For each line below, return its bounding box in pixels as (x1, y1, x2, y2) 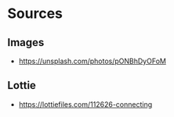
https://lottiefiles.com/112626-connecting (18, 99, 153, 109)
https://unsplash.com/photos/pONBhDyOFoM (18, 56, 166, 66)
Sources (7, 5, 63, 23)
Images (7, 36, 45, 49)
